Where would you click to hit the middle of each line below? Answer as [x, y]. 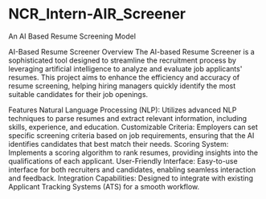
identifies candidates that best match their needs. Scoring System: [119, 144]
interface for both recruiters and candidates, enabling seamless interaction [132, 169]
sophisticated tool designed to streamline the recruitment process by [123, 60]
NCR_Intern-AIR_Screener [97, 14]
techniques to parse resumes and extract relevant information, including [128, 118]
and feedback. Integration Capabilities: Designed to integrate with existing [131, 178]
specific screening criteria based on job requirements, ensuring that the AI [131, 135]
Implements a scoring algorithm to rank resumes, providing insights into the [133, 152]
